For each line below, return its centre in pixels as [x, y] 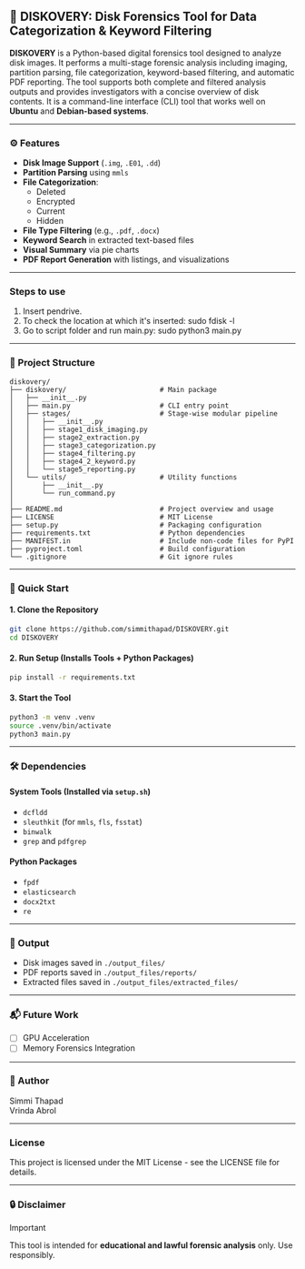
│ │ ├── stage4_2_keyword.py [73, 461]
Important [28, 1228]
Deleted [51, 192]
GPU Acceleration [56, 1038]
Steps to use [38, 292]
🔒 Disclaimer [38, 1204]
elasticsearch [49, 892]
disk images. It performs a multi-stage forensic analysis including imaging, [148, 62]
